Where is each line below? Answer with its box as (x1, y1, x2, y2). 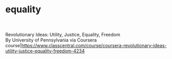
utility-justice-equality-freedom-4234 (5, 48, 85, 54)
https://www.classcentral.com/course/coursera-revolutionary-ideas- (21, 42, 167, 48)
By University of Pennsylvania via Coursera (5, 37, 97, 43)
